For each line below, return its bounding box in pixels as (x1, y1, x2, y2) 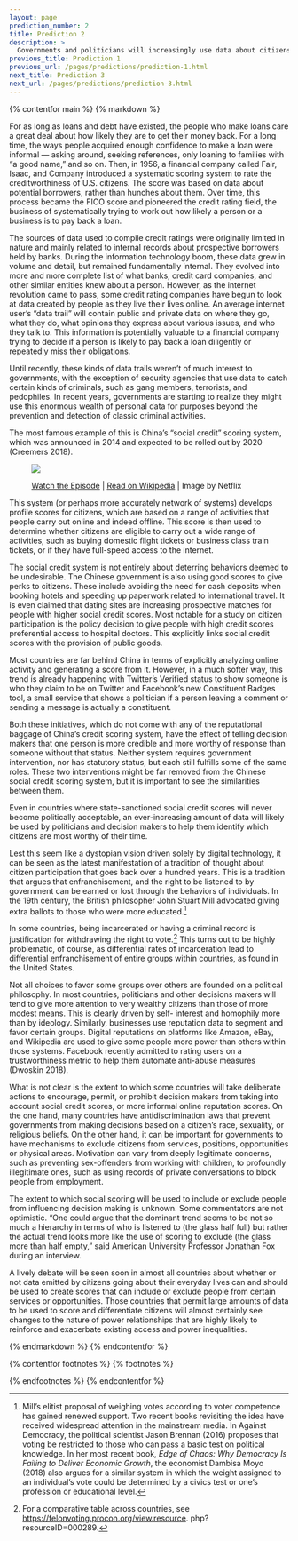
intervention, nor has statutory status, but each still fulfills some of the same (9, 756, 287, 767)
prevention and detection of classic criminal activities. (9, 410, 207, 420)
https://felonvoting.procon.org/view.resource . (21, 1513, 189, 1523)
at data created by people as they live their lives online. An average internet (9, 299, 286, 309)
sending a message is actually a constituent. (9, 701, 171, 712)
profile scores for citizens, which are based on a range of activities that (9, 507, 270, 517)
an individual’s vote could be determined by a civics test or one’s (21, 1476, 259, 1487)
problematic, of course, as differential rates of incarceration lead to (9, 943, 255, 954)
